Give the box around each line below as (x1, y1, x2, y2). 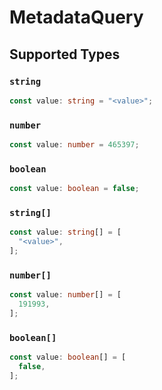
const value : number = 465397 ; (9, 140, 140, 150)
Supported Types (9, 46, 121, 63)
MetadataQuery (9, 6, 144, 29)
